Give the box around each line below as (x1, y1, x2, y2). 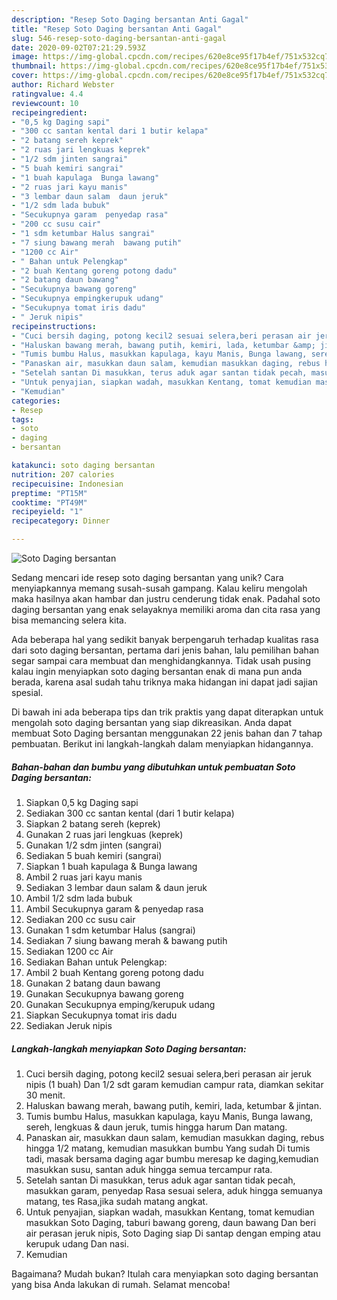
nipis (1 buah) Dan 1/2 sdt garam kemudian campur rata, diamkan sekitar (25, 1078, 324, 1090)
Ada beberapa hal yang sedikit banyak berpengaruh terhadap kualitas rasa (11, 634, 319, 645)
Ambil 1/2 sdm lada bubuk (25, 892, 133, 904)
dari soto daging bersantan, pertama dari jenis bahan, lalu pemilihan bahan (11, 644, 320, 656)
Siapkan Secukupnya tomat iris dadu (25, 1009, 178, 1021)
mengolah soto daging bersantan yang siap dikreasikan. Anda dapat (11, 717, 293, 728)
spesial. (11, 687, 44, 698)
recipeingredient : (11, 107, 88, 118)
